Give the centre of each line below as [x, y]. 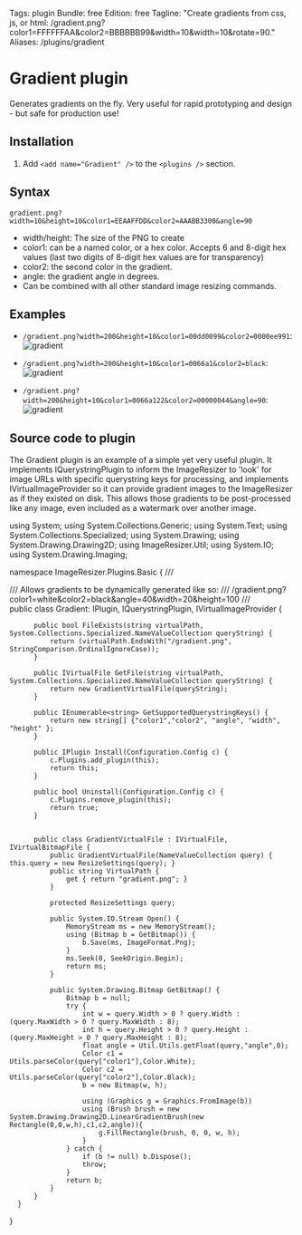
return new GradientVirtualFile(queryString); [139, 689]
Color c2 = [103, 1070]
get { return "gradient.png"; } [127, 879]
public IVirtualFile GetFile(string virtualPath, [128, 673]
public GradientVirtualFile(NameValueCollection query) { [161, 855]
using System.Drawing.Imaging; [69, 555]
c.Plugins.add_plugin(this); [104, 760]
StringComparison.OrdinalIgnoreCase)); [85, 650]
